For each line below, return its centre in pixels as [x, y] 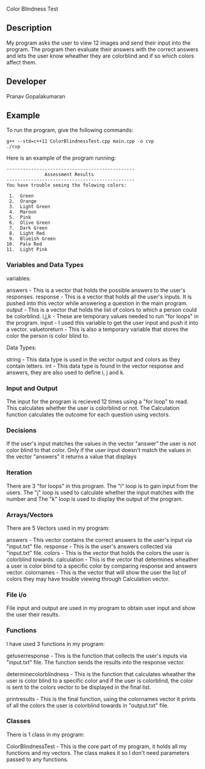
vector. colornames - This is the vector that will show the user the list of [96, 572]
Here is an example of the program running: [61, 158]
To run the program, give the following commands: [70, 130]
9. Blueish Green [32, 239]
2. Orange [23, 201]
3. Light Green [30, 207]
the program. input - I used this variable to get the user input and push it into [102, 322]
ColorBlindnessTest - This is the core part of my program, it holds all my [97, 746]
